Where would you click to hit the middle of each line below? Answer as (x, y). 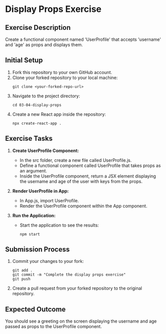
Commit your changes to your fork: (48, 261)
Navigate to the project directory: (46, 96)
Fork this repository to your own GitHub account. (62, 72)
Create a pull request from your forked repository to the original (77, 288)
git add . (23, 270)
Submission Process (37, 250)
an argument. (33, 170)
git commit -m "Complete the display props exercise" (69, 275)
